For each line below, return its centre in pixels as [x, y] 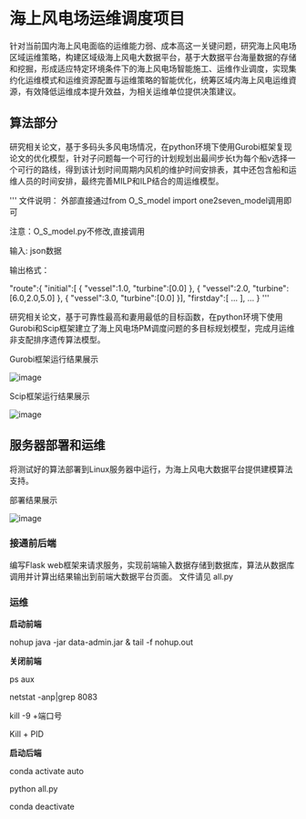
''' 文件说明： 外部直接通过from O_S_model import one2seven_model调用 [147, 200]
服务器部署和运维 [57, 445]
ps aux [22, 679]
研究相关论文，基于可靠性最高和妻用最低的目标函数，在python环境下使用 [146, 317]
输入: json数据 [36, 250]
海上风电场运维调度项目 [97, 19]
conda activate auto [47, 772]
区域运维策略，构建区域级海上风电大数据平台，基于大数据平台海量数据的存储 [153, 57]
